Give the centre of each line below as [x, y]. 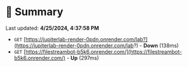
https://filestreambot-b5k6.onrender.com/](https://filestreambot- [104, 51]
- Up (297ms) [83, 58]
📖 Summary [34, 12]
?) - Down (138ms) [156, 45]
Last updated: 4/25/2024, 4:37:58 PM [52, 28]
